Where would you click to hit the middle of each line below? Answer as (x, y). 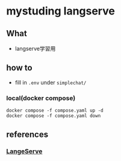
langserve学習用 (35, 49)
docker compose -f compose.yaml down (54, 116)
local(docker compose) (41, 98)
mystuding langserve (61, 11)
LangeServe (24, 151)
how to (19, 68)
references (27, 134)
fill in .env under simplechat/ (51, 82)
